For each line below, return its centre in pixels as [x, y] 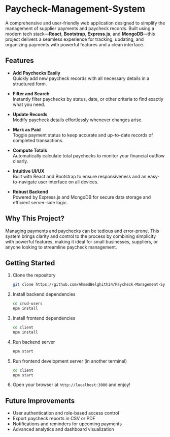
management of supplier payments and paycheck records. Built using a [80, 28]
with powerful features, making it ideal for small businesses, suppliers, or [82, 241]
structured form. [30, 84]
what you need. [29, 104]
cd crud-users [27, 304]
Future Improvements [40, 401]
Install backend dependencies [44, 294]
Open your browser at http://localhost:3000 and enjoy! [72, 385]
